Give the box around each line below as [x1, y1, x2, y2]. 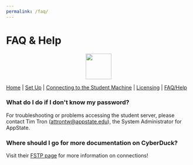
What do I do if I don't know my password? [6, 98, 130, 106]
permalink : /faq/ [6, 8, 49, 15]
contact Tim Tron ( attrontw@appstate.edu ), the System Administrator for [6, 118, 182, 125]
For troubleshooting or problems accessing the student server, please [6, 112, 175, 119]
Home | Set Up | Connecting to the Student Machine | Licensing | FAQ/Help [6, 84, 188, 91]
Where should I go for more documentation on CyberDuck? [6, 139, 178, 147]
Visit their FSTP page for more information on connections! [6, 152, 148, 159]
